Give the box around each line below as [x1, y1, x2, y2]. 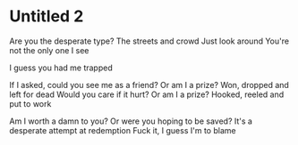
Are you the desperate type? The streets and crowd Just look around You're [9, 36, 289, 46]
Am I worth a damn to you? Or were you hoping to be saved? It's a [9, 116, 253, 126]
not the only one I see [9, 44, 89, 55]
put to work [9, 98, 52, 109]
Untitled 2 [9, 6, 84, 27]
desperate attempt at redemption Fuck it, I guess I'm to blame [9, 125, 236, 135]
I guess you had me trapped [9, 62, 114, 73]
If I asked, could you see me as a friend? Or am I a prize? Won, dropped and [9, 79, 289, 90]
